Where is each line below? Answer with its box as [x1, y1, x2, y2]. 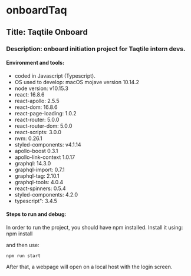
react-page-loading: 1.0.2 [14, 109, 77, 117]
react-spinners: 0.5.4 [14, 185, 66, 192]
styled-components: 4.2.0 [14, 191, 78, 198]
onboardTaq [6, 4, 67, 17]
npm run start [6, 252, 41, 259]
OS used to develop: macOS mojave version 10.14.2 [14, 78, 140, 85]
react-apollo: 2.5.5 [14, 97, 60, 104]
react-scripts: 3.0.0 [14, 128, 62, 135]
